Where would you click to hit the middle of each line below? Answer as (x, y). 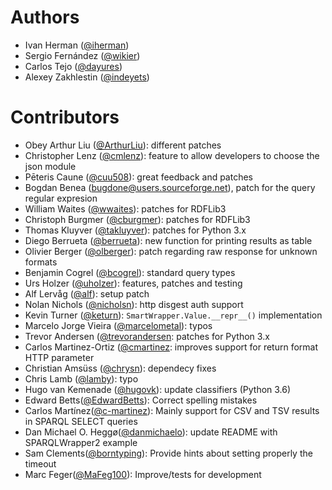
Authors (45, 17)
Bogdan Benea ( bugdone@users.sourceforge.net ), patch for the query (170, 187)
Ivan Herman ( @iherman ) (77, 45)
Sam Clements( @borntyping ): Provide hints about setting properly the (168, 453)
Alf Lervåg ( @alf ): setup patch (87, 293)
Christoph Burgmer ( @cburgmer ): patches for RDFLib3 (137, 219)
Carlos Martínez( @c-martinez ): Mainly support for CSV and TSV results (172, 410)
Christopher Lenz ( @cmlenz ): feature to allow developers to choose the (172, 155)
